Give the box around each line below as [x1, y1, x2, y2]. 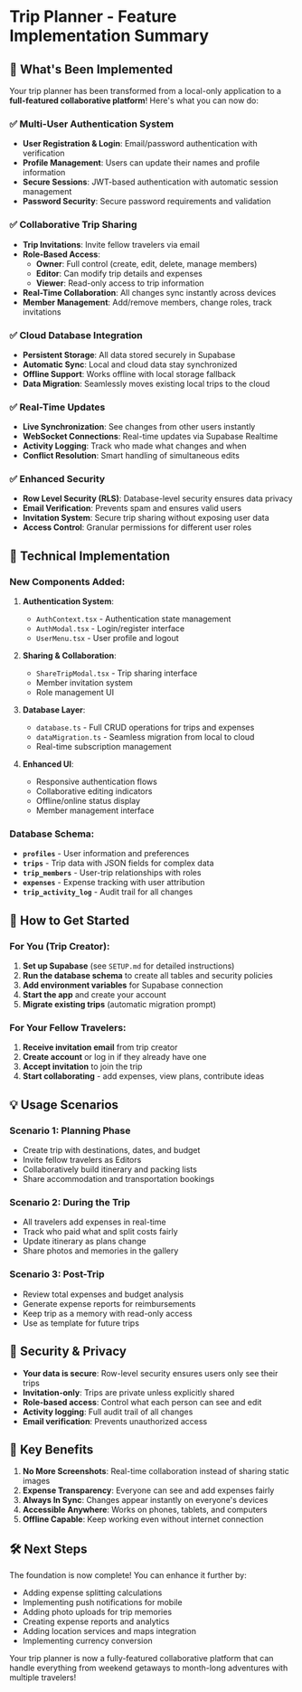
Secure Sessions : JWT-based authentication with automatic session [22, 176, 278, 187]
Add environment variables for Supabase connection [22, 979, 223, 991]
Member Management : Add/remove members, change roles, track [22, 297, 273, 307]
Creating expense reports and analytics [22, 1616, 170, 1627]
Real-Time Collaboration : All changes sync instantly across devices [22, 287, 277, 298]
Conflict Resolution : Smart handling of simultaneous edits [22, 450, 240, 461]
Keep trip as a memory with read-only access [22, 1308, 193, 1319]
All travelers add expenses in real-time [22, 1216, 166, 1227]
